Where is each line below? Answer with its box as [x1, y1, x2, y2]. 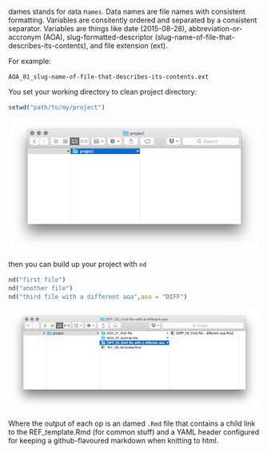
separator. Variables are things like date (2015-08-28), [8, 24, 187, 33]
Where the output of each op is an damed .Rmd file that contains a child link [8, 419, 256, 428]
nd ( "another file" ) [8, 285, 74, 293]
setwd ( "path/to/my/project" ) [8, 103, 106, 111]
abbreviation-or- [188, 24, 243, 33]
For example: [8, 56, 52, 66]
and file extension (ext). [90, 41, 168, 51]
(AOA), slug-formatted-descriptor [42, 32, 153, 42]
